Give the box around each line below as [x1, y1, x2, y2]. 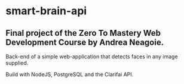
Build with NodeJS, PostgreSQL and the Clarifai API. [5, 71, 134, 78]
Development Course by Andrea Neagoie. [5, 37, 164, 47]
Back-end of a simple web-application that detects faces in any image [5, 53, 178, 60]
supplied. [5, 60, 29, 66]
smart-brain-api [5, 4, 87, 18]
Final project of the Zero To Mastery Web [5, 28, 161, 38]
